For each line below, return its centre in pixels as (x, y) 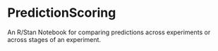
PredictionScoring (62, 13)
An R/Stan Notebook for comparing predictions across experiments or (109, 32)
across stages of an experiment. (54, 39)
